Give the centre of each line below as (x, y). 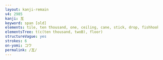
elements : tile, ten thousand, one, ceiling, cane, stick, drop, (72, 28)
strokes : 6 (16, 41)
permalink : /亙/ (21, 50)
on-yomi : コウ (18, 45)
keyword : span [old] (26, 23)
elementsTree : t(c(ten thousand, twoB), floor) (54, 32)
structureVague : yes (26, 37)
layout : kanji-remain (27, 9)
